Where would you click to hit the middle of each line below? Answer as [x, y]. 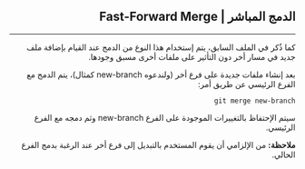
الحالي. [284, 154]
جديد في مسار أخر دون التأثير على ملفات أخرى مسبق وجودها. [192, 56]
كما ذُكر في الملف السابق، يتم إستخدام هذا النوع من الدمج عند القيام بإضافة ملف [161, 47]
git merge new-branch [255, 101]
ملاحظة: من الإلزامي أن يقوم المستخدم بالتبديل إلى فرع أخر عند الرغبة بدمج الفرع [158, 144]
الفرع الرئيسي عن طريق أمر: [247, 84]
